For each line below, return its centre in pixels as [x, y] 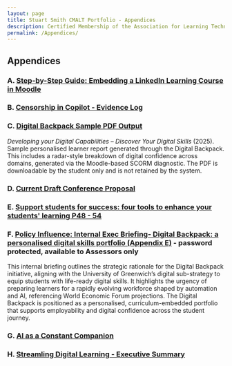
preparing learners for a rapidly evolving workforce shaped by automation [112, 288]
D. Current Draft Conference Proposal [71, 189]
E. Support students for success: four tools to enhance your [109, 206]
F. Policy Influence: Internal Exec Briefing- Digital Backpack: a [113, 234]
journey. [19, 318]
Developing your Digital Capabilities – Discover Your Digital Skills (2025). [111, 141]
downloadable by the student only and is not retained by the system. [105, 171]
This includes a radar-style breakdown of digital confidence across [103, 155]
